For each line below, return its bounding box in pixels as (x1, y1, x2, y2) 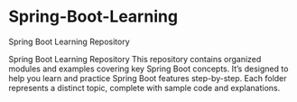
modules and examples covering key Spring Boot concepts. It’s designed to (8, 63, 289, 74)
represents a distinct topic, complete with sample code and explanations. (8, 82, 281, 93)
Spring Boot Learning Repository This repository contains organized (8, 53, 262, 64)
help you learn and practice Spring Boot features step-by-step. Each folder (8, 72, 287, 83)
